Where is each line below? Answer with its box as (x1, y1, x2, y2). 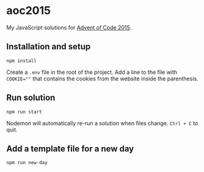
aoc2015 (6, 4, 51, 18)
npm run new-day (6, 160, 48, 166)
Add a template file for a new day (6, 143, 134, 154)
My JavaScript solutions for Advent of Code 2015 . (6, 24, 132, 31)
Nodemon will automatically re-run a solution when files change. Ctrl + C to (6, 120, 199, 127)
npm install (6, 57, 37, 64)
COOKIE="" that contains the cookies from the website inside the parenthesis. (6, 74, 199, 82)
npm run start (6, 109, 43, 115)
